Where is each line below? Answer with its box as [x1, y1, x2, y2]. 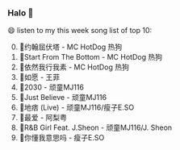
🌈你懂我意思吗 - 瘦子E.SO [19, 133, 105, 143]
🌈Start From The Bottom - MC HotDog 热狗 [19, 52, 163, 62]
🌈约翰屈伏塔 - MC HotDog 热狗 [19, 42, 123, 52]
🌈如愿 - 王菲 [19, 73, 61, 82]
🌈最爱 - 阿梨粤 [19, 113, 68, 123]
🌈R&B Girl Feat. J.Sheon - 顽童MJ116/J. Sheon [19, 123, 173, 132]
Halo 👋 [7, 7, 34, 19]
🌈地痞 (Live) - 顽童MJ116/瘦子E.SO [19, 102, 135, 112]
